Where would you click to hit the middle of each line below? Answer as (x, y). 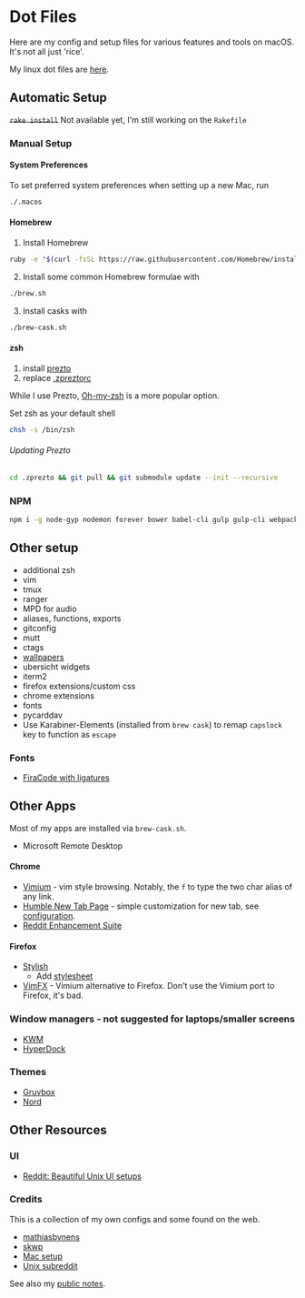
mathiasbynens (51, 1237)
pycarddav (43, 715)
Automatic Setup (58, 98)
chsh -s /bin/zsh (42, 429)
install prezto (47, 368)
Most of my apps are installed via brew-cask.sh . (98, 828)
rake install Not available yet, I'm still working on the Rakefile (128, 119)
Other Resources (58, 1130)
